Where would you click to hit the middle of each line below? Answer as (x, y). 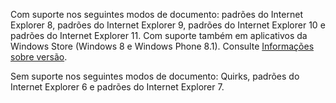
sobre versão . (39, 57)
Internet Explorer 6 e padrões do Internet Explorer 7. (117, 87)
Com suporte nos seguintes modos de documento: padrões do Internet (156, 14)
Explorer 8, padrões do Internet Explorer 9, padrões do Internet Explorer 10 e (168, 25)
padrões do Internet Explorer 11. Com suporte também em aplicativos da (159, 35)
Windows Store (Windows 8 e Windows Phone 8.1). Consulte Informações (162, 46)
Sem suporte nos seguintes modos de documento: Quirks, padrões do (155, 76)
